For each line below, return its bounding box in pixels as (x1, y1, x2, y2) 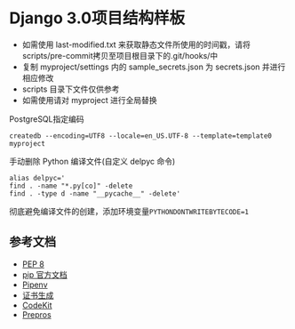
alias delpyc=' (9, 173, 66, 182)
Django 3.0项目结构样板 (9, 8, 185, 28)
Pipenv (21, 279, 48, 290)
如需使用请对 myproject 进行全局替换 (21, 94, 157, 105)
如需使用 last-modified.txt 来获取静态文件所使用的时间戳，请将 (21, 39, 251, 50)
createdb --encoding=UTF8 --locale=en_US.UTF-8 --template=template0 (9, 131, 273, 140)
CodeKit (21, 300, 52, 310)
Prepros (21, 309, 52, 320)
